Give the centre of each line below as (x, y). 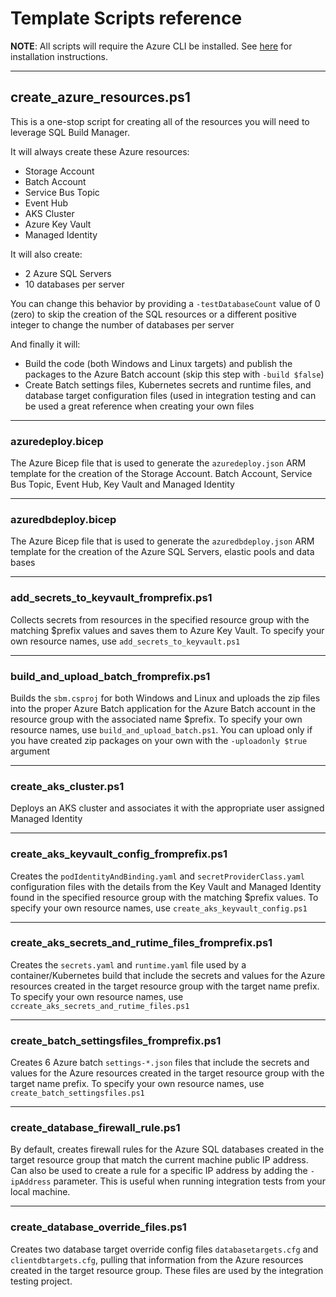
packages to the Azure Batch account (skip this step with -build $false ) (174, 374)
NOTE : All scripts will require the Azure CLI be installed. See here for (151, 46)
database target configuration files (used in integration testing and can (170, 395)
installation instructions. (59, 56)
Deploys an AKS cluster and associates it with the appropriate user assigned (167, 808)
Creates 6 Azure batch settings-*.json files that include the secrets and (160, 1063)
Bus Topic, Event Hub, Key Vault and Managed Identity (122, 484)
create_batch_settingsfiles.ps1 (77, 1093)
